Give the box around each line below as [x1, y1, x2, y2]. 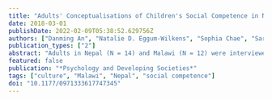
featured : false [8, 57, 63, 65]
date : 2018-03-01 [8, 19, 67, 27]
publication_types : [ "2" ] [8, 42, 96, 50]
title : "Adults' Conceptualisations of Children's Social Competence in [8, 11, 259, 20]
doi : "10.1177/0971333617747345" [8, 79, 121, 87]
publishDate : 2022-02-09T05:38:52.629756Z [8, 27, 154, 35]
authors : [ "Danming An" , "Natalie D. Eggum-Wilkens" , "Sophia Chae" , [8, 34, 249, 43]
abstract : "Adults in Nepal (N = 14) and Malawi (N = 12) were [8, 49, 227, 57]
